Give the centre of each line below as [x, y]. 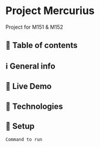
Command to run [24, 140]
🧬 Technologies [34, 106]
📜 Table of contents [42, 45]
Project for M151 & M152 [35, 27]
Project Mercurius [50, 11]
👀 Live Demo [29, 86]
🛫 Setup [20, 126]
